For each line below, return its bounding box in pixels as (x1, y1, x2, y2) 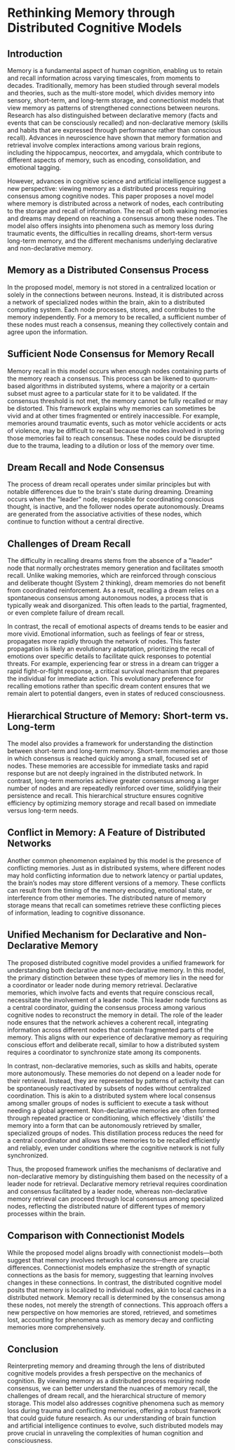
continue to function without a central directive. (7, 517, 145, 526)
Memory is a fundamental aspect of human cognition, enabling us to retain (7, 67, 223, 74)
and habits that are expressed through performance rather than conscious (7, 126, 222, 134)
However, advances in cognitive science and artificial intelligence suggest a (7, 177, 227, 185)
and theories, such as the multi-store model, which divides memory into (7, 89, 215, 97)
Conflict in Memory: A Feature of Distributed (7, 827, 206, 839)
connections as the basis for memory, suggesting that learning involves (7, 1270, 214, 1279)
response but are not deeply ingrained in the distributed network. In (7, 769, 203, 778)
